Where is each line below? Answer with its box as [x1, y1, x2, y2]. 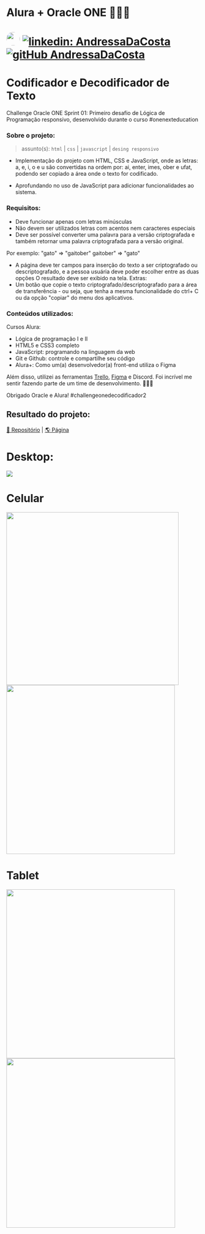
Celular [6, 491, 44, 505]
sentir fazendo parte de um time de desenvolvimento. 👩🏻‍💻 [6, 380, 154, 387]
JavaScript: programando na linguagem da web [15, 348, 136, 356]
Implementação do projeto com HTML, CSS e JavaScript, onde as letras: [15, 157, 198, 165]
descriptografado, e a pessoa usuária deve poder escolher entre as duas [15, 267, 199, 275]
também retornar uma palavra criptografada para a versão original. [15, 237, 184, 245]
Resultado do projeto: [6, 409, 91, 420]
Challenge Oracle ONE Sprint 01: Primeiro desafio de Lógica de [6, 109, 165, 117]
